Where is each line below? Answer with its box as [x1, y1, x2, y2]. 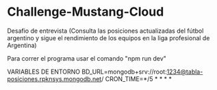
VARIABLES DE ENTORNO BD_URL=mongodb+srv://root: [7, 67, 167, 76]
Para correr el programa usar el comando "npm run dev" [7, 54, 166, 62]
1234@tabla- [166, 67, 203, 76]
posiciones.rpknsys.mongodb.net [7, 74, 102, 82]
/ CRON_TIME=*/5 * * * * [101, 74, 173, 82]
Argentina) [7, 41, 37, 49]
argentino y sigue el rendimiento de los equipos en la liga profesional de [7, 33, 210, 42]
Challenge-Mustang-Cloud [7, 4, 164, 20]
